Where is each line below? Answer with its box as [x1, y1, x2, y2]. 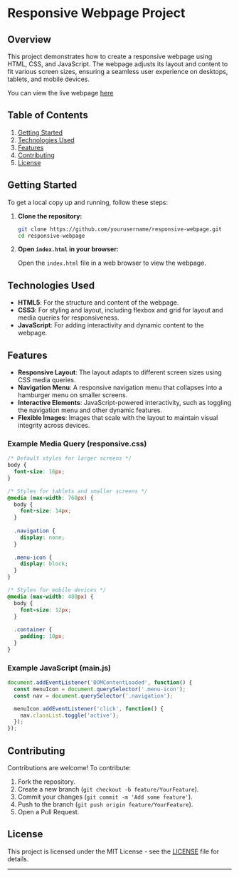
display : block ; [20, 560, 69, 567]
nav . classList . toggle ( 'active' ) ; [20, 712, 119, 719]
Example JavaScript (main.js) [7, 663, 112, 673]
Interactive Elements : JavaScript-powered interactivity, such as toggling [17, 399, 232, 406]
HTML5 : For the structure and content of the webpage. [17, 298, 179, 307]
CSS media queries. [17, 376, 76, 384]
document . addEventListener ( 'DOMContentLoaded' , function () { [7, 679, 193, 686]
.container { [14, 626, 53, 634]
